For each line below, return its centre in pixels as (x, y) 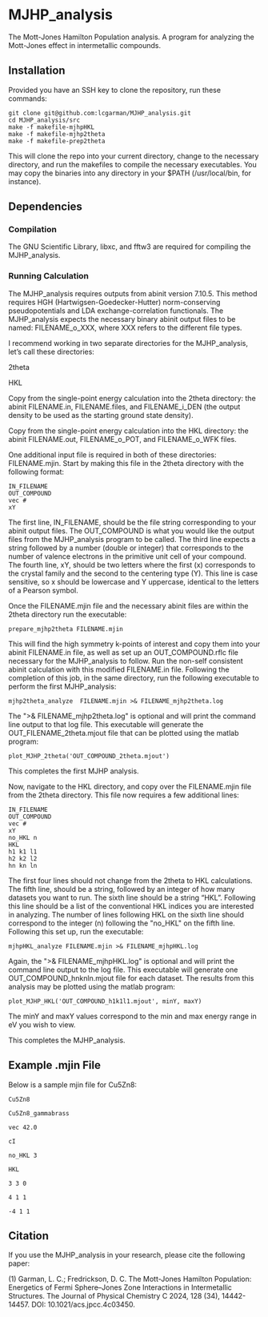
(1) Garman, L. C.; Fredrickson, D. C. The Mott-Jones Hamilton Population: (130, 1279)
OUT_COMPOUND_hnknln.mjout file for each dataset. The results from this (131, 978)
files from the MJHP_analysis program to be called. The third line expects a (132, 539)
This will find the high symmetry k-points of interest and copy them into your (134, 644)
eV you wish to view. (42, 1024)
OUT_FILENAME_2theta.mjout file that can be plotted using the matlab (124, 733)
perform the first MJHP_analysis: (62, 686)
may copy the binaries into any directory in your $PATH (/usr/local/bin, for (130, 173)
